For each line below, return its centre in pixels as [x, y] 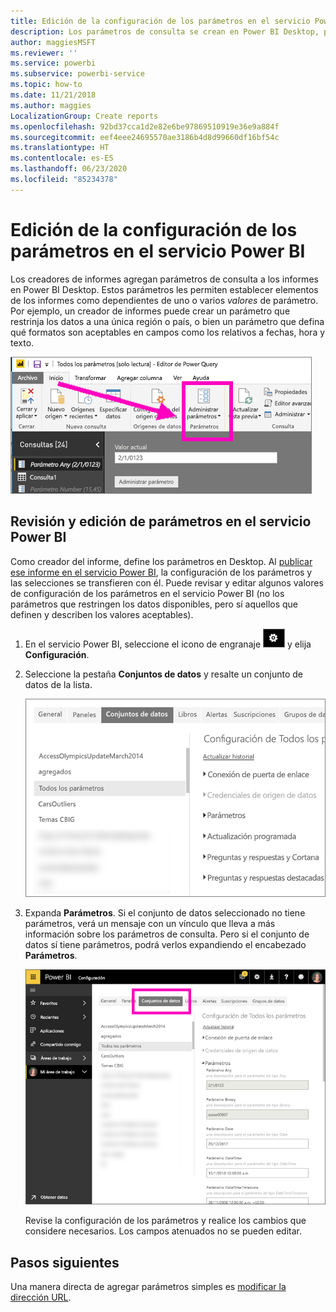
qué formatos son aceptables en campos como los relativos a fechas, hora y [168, 332]
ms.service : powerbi [53, 63]
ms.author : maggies [51, 105]
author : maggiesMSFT [53, 42]
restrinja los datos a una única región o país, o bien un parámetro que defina [167, 321]
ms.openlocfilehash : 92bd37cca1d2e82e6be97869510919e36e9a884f [145, 126]
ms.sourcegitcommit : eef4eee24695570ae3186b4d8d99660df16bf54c [145, 137]
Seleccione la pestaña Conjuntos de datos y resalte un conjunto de [163, 674]
